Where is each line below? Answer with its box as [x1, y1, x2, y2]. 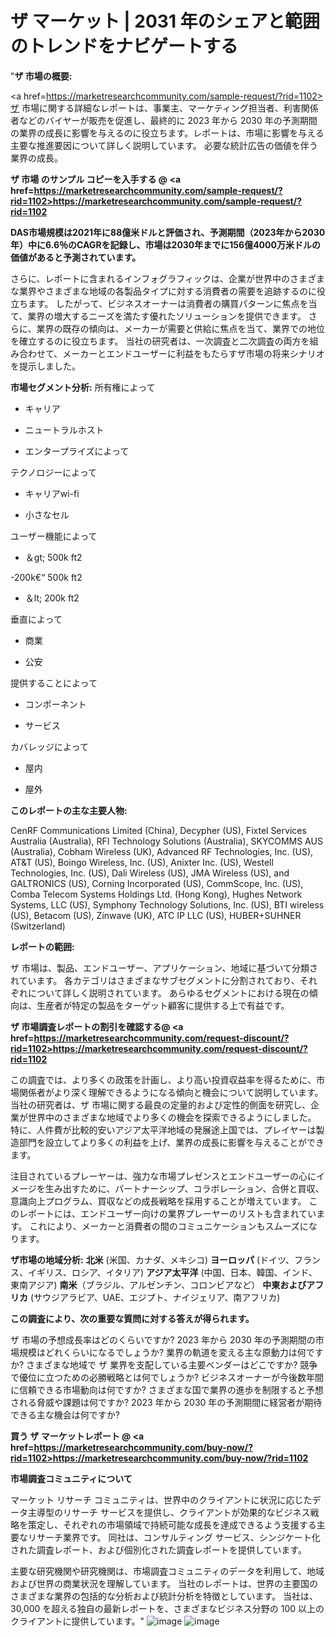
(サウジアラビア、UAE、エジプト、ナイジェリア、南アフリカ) [29, 1291, 281, 1303]
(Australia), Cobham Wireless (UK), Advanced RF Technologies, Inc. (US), [10, 845, 314, 857]
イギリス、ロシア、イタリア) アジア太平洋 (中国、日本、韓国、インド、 [27, 1266, 318, 1278]
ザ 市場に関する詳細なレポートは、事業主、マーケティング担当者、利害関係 [10, 102, 319, 114]
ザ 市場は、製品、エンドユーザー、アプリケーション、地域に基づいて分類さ [10, 962, 318, 974]
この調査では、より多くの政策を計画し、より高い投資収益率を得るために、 [10, 1073, 317, 1086]
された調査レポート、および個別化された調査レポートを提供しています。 [10, 1543, 307, 1556]
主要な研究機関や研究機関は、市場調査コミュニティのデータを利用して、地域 [10, 1565, 325, 1577]
